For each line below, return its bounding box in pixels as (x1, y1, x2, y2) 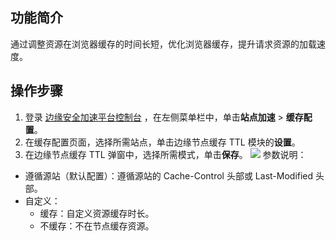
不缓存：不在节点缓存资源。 (39, 219, 155, 232)
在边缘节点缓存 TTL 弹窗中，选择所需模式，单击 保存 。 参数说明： (24, 148, 307, 160)
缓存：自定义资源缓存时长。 (39, 207, 155, 219)
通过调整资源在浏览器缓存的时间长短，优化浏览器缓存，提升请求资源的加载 (10, 38, 317, 50)
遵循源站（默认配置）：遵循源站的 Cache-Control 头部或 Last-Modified (24, 169, 314, 182)
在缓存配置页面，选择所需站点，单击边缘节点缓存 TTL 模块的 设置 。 (24, 136, 301, 148)
